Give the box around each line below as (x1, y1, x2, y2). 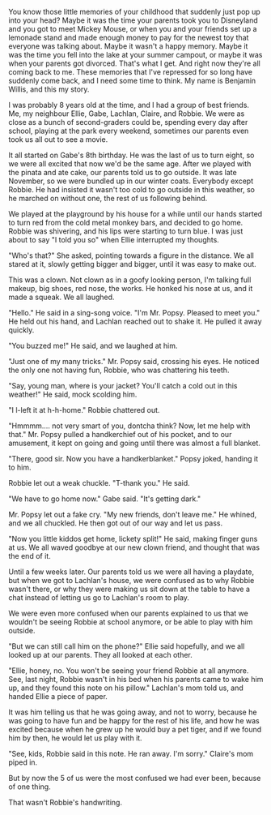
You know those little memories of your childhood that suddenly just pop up (8, 7, 260, 16)
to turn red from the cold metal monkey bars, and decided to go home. (8, 218, 243, 227)
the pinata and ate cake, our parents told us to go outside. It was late (8, 168, 237, 177)
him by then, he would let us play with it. (8, 733, 143, 743)
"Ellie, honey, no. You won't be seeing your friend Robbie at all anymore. (8, 666, 249, 676)
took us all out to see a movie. (8, 135, 108, 144)
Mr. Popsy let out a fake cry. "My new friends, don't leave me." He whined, (8, 510, 257, 519)
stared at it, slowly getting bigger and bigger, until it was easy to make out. (8, 260, 256, 268)
